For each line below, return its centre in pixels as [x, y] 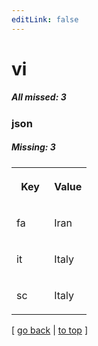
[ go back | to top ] [49, 330]
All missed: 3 [39, 97]
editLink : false [45, 19]
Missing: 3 [33, 147]
